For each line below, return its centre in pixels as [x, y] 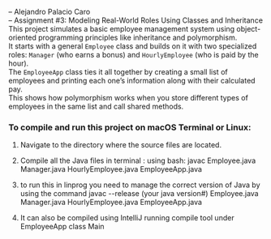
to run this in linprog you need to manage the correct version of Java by [140, 185]
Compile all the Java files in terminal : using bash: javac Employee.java [138, 160]
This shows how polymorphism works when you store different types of [129, 98]
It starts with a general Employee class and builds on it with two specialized [133, 46]
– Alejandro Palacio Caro [49, 12]
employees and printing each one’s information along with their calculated [132, 81]
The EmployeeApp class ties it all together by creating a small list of [118, 72]
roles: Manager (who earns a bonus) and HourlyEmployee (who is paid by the [133, 55]
